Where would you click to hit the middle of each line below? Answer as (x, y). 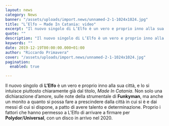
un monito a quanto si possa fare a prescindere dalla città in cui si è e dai (81, 102)
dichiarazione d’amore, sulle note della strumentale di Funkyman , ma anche (84, 97)
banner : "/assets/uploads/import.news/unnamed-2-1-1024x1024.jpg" (77, 19)
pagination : (18, 62)
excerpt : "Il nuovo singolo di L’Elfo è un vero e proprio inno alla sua (85, 29)
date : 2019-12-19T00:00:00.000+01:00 (45, 48)
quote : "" (16, 34)
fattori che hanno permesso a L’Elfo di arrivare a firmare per (68, 113)
